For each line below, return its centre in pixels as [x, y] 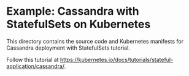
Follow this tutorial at [33, 59]
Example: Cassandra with [73, 11]
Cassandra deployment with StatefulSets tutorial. [68, 48]
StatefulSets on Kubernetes [79, 24]
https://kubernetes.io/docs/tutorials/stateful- [117, 59]
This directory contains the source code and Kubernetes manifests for [95, 41]
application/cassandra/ [35, 66]
